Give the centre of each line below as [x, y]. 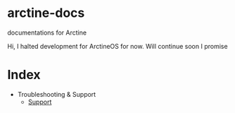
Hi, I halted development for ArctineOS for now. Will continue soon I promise [118, 46]
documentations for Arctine [47, 32]
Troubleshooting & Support [57, 94]
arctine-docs [46, 13]
